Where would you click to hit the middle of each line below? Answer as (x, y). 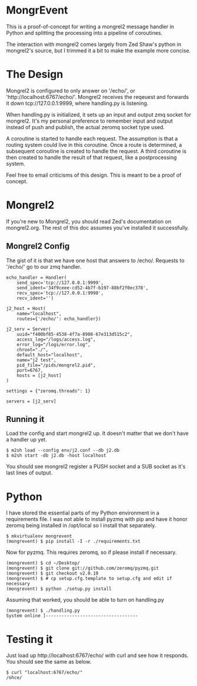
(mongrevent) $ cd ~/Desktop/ (43, 563)
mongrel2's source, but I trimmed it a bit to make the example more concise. (98, 50)
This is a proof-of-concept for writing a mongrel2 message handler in (90, 27)
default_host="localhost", (50, 355)
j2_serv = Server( (29, 329)
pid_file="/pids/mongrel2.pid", (56, 365)
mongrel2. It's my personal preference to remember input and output (90, 121)
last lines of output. (29, 473)
